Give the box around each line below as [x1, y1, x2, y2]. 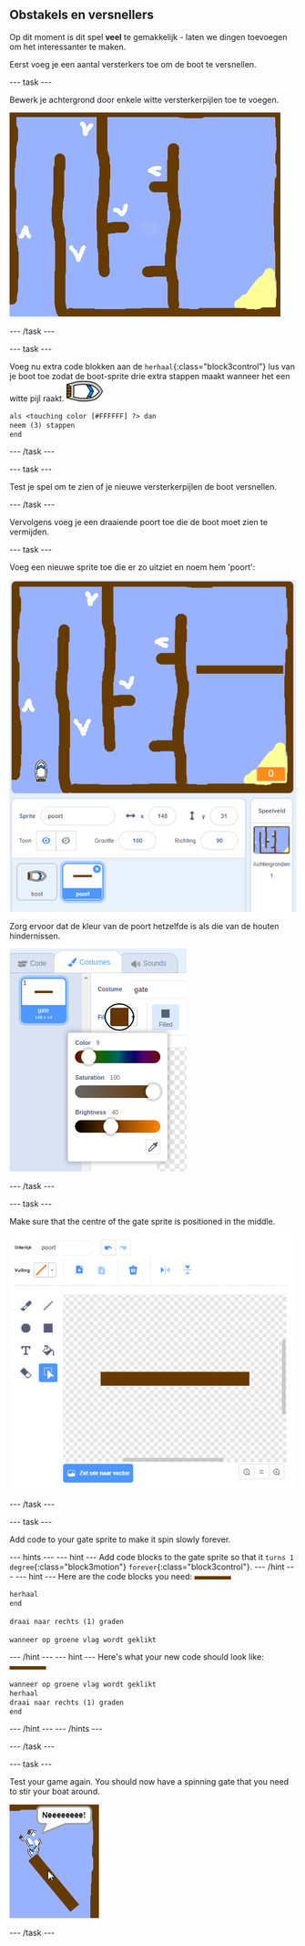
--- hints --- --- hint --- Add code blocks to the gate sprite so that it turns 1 [9, 1552, 294, 1563]
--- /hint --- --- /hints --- [9, 1723, 103, 1734]
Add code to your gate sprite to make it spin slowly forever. [9, 1534, 231, 1545]
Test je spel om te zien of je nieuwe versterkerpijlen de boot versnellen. [9, 481, 278, 492]
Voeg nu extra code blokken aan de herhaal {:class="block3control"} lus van [9, 360, 296, 372]
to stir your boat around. [9, 1786, 100, 1797]
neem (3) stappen [9, 420, 76, 430]
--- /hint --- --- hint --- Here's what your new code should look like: [9, 1651, 264, 1662]
